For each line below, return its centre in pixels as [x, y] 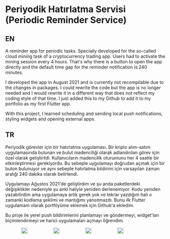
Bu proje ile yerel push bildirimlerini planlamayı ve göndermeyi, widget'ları [82, 215]
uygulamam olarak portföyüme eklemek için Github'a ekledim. [70, 205]
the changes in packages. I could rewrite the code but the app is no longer [83, 88]
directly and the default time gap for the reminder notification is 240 [76, 67]
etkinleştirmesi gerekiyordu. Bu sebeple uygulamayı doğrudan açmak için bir [85, 163]
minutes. [14, 72]
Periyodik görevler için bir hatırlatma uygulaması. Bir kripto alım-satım [78, 147]
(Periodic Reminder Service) [66, 20]
